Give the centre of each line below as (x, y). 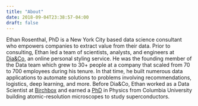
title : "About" (25, 12)
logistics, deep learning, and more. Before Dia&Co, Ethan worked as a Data (98, 84)
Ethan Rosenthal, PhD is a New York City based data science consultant (94, 40)
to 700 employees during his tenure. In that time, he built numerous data (95, 71)
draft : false (22, 23)
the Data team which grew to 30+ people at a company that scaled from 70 (98, 65)
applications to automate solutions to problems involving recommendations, (99, 77)
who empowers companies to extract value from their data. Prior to (88, 46)
